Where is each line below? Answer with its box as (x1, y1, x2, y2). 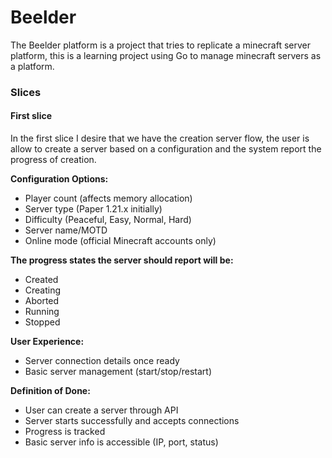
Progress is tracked (24, 426, 106, 438)
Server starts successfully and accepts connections (24, 415, 240, 427)
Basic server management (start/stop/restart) (24, 366, 213, 378)
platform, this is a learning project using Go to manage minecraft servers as (10, 49, 322, 61)
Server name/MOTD (24, 224, 108, 236)
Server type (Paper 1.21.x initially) (24, 203, 163, 215)
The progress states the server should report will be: (10, 254, 234, 266)
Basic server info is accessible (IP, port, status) (24, 436, 219, 448)
